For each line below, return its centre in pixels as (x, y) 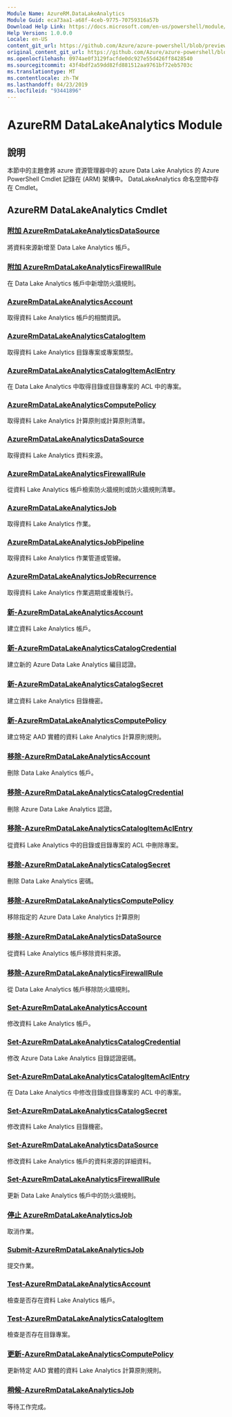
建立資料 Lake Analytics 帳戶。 (51, 628)
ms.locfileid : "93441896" (44, 91)
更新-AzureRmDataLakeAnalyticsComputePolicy (90, 1354)
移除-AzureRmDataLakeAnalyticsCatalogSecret (89, 865)
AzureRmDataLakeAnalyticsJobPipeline (76, 543)
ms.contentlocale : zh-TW (43, 78)
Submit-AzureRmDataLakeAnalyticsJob (76, 1250)
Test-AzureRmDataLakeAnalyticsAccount (79, 1284)
